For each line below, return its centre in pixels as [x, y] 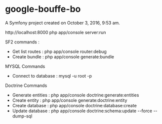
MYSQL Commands [25, 66]
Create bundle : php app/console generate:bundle [63, 57]
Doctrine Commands [26, 85]
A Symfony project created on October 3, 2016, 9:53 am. [62, 23]
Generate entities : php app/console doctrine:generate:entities [76, 95]
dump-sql [22, 116]
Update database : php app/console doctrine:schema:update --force [82, 111]
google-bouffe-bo [43, 9]
